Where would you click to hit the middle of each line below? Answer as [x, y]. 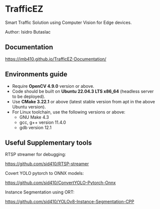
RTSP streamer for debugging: [36, 154]
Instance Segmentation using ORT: [40, 192]
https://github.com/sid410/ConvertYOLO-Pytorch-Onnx [60, 183]
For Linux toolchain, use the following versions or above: [69, 112]
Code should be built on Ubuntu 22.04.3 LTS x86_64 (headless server [83, 91]
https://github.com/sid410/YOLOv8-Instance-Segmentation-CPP [70, 202]
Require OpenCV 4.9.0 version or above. [53, 86]
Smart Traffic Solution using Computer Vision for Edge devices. [69, 22]
